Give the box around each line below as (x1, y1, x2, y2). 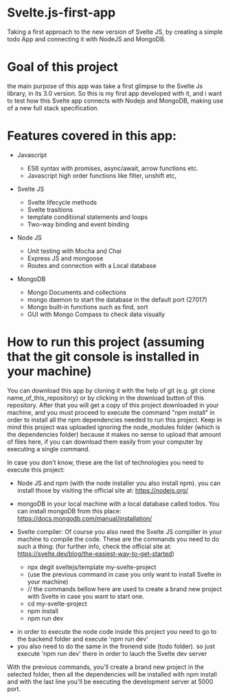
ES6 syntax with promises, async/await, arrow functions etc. (27, 164, 199, 172)
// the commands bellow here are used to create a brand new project (27, 584, 222, 593)
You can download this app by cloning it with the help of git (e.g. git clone (7, 386, 216, 394)
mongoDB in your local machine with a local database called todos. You (16, 500, 220, 508)
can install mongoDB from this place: (16, 506, 122, 515)
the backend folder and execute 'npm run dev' (16, 635, 149, 643)
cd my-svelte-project (27, 599, 87, 608)
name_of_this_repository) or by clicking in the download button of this (7, 393, 205, 402)
